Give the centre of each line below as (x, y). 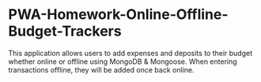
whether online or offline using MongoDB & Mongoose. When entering (123, 61)
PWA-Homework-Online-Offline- (118, 15)
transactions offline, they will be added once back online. (101, 69)
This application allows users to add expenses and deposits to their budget (130, 53)
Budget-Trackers (65, 31)
